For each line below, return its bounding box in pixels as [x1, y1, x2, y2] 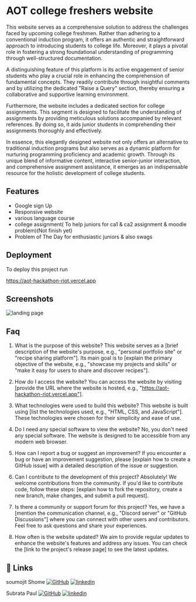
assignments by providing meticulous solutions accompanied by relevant [6, 114, 182, 121]
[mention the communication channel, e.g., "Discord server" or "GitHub [14, 509, 187, 517]
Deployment [6, 250, 52, 260]
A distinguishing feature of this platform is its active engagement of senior [6, 66, 184, 73]
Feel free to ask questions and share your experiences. [14, 522, 147, 529]
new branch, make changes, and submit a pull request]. [14, 492, 149, 499]
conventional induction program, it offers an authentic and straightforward [6, 36, 184, 43]
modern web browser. [14, 438, 68, 446]
